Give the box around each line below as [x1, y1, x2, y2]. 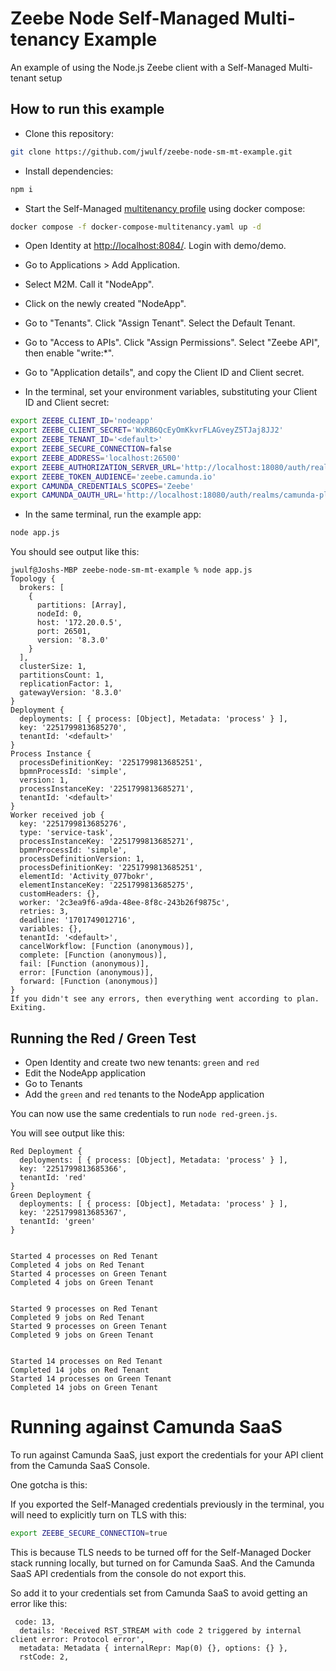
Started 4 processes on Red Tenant [10, 1251, 159, 1261]
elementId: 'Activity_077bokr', [19, 872, 155, 882]
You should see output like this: [10, 546, 140, 558]
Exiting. [10, 1003, 47, 1013]
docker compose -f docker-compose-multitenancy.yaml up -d [10, 222, 262, 232]
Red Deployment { [10, 1146, 83, 1156]
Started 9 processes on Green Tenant [10, 1321, 168, 1331]
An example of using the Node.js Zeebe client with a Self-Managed [10, 61, 287, 73]
